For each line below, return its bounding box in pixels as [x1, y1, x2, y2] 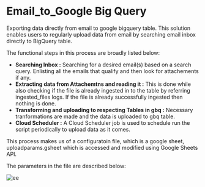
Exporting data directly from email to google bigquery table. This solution [6, 24, 191, 32]
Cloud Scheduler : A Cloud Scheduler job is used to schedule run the [15, 119, 190, 126]
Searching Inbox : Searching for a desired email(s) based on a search [15, 61, 192, 68]
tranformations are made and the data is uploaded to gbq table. [15, 113, 176, 120]
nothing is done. [15, 99, 56, 107]
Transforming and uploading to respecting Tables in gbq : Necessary [15, 106, 193, 113]
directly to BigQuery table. [6, 37, 73, 44]
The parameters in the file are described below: [6, 162, 127, 169]
